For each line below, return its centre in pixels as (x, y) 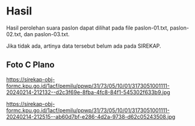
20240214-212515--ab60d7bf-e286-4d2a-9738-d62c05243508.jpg (91, 116)
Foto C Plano (30, 65)
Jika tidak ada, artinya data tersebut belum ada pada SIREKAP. (84, 46)
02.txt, (14, 34)
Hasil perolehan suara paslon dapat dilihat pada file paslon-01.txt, (88, 28)
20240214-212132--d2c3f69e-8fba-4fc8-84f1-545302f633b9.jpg (88, 92)
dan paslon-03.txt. (47, 34)
